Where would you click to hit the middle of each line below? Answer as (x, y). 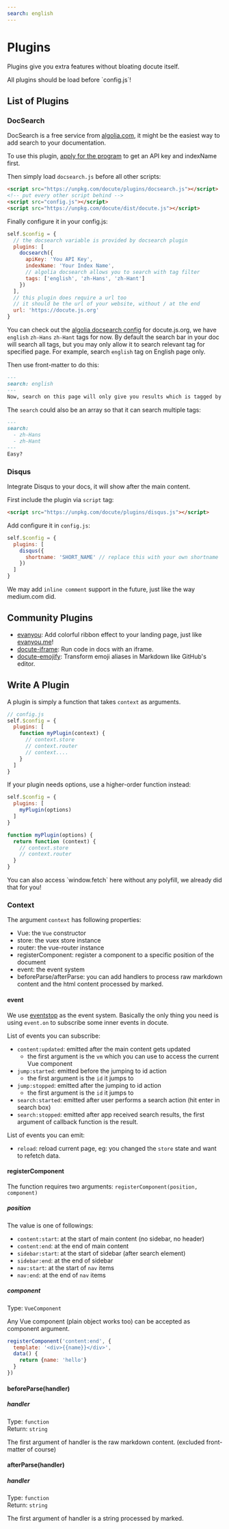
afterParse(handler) (36, 1465)
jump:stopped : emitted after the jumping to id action (89, 1085)
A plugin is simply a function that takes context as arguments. (94, 701)
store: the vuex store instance (59, 941)
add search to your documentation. (57, 143)
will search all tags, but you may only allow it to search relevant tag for (106, 344)
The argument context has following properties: (74, 920)
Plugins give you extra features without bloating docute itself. (93, 66)
